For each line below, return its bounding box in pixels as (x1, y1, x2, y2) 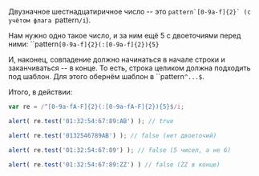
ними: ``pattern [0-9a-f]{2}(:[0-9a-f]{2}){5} (8, 39, 160, 49)
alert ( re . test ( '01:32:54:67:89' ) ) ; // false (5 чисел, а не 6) (8, 146, 231, 154)
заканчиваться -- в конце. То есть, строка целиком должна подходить (8, 63, 251, 73)
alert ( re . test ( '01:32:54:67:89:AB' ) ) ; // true (8, 117, 174, 125)
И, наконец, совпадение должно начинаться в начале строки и (8, 55, 226, 64)
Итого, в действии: (8, 87, 73, 97)
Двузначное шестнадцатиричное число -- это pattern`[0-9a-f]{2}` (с (8, 7, 251, 16)
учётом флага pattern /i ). (8, 15, 91, 25)
